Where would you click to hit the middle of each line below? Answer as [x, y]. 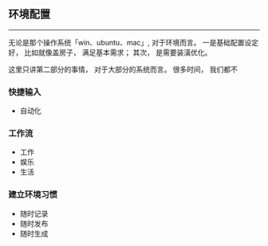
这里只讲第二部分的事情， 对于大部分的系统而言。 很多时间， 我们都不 [123, 69]
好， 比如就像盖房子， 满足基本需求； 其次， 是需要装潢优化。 [110, 52]
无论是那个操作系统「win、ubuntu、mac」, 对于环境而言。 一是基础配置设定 [134, 42]
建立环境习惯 [33, 195]
